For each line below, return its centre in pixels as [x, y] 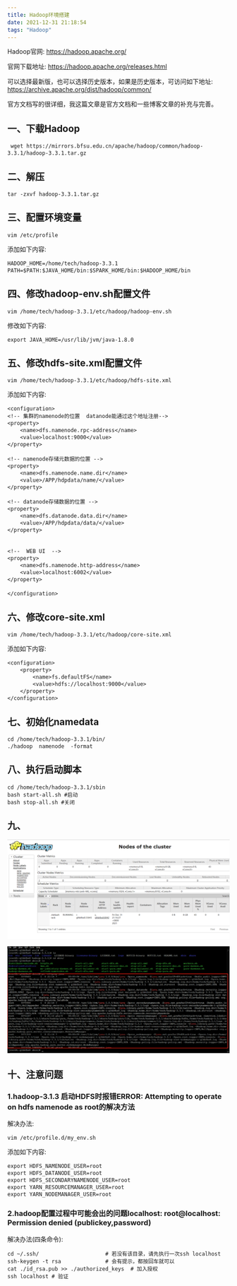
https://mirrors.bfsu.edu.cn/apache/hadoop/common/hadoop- [114, 146]
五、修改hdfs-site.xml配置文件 [75, 363]
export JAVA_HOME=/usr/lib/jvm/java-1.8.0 [71, 340]
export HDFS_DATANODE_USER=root [55, 1173]
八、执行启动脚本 [44, 770]
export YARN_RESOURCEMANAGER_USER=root [66, 1187]
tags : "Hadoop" [30, 30]
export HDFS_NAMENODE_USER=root [55, 1166]
